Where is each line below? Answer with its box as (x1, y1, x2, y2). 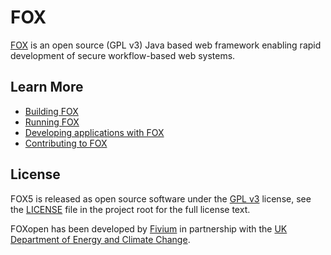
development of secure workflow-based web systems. (10, 49, 236, 61)
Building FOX (24, 105, 79, 117)
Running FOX (24, 116, 80, 128)
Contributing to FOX (24, 137, 108, 149)
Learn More (10, 79, 84, 96)
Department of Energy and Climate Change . (10, 233, 191, 245)
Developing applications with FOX (24, 126, 165, 138)
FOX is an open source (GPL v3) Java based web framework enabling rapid (10, 39, 322, 51)
